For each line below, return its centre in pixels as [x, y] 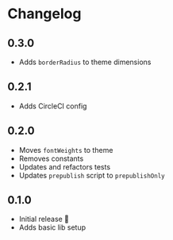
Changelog [44, 14]
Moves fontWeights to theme [66, 150]
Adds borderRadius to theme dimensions [85, 62]
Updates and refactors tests [65, 166]
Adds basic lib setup [52, 227]
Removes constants [51, 158]
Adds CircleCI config [53, 106]
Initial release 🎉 [44, 219]
